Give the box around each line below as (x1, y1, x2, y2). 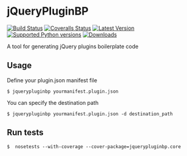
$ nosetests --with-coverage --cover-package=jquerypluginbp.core (7, 143, 182, 150)
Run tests (7, 127, 44, 138)
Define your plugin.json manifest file (7, 76, 98, 83)
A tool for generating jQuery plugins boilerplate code (7, 43, 139, 50)
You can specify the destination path (7, 99, 99, 106)
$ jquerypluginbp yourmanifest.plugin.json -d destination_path (7, 111, 173, 117)
